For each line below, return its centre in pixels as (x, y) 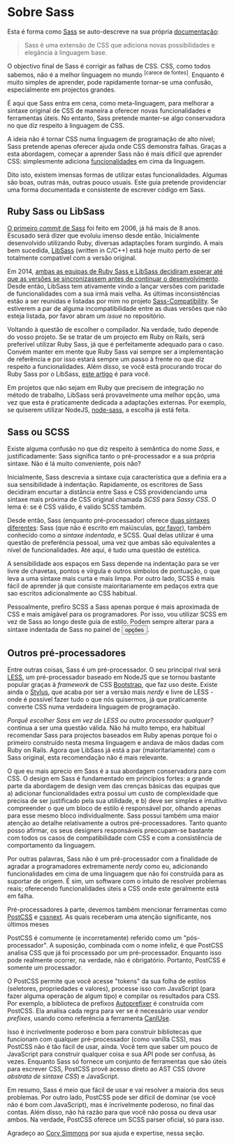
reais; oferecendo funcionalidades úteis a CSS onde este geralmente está (113, 889)
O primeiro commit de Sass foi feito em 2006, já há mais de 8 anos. (104, 229)
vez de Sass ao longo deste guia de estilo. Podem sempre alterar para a (111, 622)
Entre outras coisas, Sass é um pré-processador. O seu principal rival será (114, 670)
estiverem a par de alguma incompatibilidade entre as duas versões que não (117, 309)
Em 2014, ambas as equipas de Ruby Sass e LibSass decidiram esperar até (115, 271)
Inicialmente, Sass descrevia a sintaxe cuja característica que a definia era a (117, 477)
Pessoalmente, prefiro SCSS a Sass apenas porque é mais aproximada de (113, 607)
